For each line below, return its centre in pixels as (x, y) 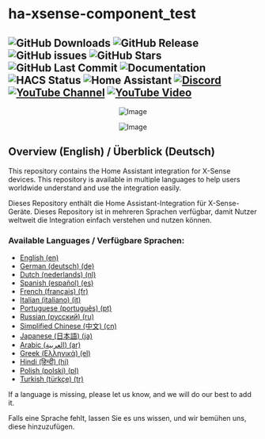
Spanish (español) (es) (57, 283)
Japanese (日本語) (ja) (56, 336)
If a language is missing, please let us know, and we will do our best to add (130, 395)
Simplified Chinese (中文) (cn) (68, 326)
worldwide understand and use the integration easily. (95, 188)
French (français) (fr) (54, 292)
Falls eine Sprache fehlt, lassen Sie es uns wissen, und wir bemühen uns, (127, 418)
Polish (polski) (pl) (49, 371)
